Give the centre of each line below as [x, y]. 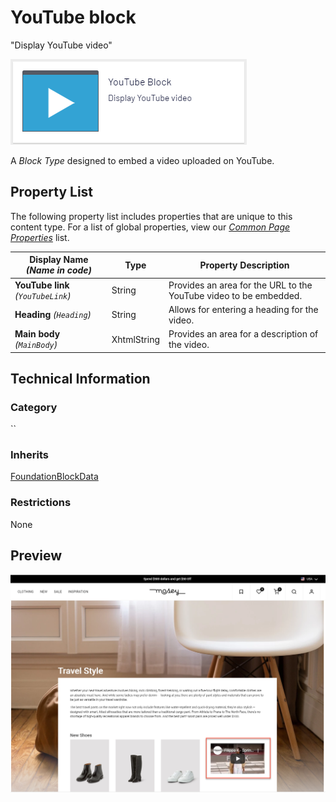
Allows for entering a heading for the [243, 309]
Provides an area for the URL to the [240, 285]
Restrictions [41, 503]
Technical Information [80, 378]
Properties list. [40, 237]
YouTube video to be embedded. [235, 295]
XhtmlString [135, 339]
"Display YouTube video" [61, 45]
